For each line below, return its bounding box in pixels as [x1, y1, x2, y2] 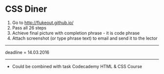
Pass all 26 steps [12, 25, 47, 30]
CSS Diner [5, 3, 47, 15]
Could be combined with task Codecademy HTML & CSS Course [12, 63, 143, 69]
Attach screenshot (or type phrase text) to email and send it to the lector [12, 35, 158, 41]
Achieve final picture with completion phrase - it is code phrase [12, 30, 140, 36]
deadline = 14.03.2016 [5, 49, 50, 55]
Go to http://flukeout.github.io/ [12, 20, 74, 25]
